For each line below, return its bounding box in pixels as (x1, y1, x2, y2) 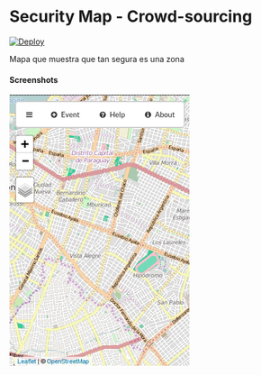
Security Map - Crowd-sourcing (9, 6, 253, 27)
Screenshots (9, 74, 58, 85)
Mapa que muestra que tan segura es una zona (9, 53, 184, 64)
